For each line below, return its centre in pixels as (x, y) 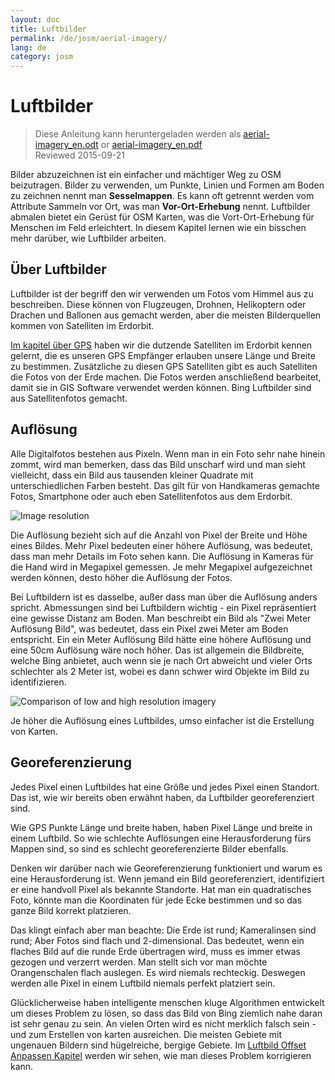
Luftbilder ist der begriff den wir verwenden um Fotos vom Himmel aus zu (162, 293)
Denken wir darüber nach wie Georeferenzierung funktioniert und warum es (166, 868)
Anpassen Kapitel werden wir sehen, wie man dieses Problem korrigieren (161, 1055)
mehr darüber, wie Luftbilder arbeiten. (88, 238)
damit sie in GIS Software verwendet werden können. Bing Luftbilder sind (161, 387)
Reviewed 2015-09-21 (80, 155)
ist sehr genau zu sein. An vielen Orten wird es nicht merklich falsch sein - (163, 1023)
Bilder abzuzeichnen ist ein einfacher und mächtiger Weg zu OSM (146, 175)
